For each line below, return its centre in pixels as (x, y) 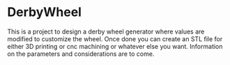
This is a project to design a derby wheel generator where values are (106, 31)
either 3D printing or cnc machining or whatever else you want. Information (115, 46)
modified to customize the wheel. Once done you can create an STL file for (115, 38)
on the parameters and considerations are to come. (81, 54)
